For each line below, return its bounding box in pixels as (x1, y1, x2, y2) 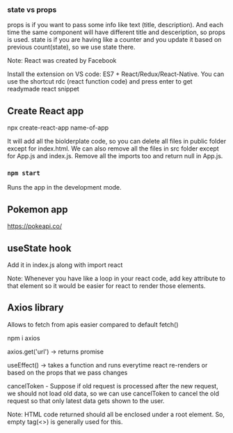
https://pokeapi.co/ (7, 222, 63, 231)
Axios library (7, 302, 64, 314)
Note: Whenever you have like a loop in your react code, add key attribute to (7, 274, 226, 283)
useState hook (7, 242, 72, 254)
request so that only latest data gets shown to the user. (7, 396, 165, 405)
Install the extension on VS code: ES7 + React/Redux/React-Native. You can (7, 70, 225, 78)
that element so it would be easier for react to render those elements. (7, 282, 206, 290)
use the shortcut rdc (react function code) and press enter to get (7, 77, 193, 86)
